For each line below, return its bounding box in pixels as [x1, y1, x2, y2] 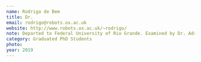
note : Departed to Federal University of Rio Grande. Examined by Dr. [6, 31, 186, 37]
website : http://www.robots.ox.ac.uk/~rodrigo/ [6, 25, 127, 31]
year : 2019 [6, 47, 33, 53]
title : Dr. [6, 14, 33, 20]
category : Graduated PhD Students [6, 36, 93, 42]
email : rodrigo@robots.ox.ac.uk [6, 19, 87, 25]
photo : [6, 42, 23, 48]
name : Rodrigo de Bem [6, 8, 60, 15]
